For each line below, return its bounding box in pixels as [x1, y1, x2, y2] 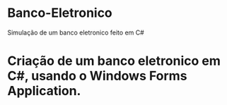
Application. [7, 83, 81, 99]
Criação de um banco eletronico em [7, 53, 221, 69]
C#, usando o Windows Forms [7, 68, 187, 84]
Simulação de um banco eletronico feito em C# [7, 28, 145, 37]
